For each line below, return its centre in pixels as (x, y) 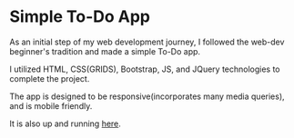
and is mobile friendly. (51, 105)
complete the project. (50, 78)
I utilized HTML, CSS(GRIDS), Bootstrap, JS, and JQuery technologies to (145, 69)
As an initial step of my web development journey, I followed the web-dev (147, 42)
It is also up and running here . (65, 123)
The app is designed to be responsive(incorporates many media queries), (147, 96)
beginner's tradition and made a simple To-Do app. (105, 51)
